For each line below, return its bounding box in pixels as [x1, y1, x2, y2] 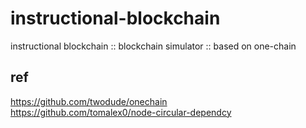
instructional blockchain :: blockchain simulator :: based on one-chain [10, 40, 297, 52]
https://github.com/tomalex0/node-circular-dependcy [10, 106, 232, 118]
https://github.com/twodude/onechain [10, 95, 168, 107]
